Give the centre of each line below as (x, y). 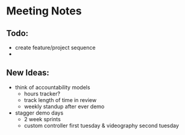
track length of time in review (60, 100)
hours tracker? (42, 94)
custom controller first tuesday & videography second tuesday (102, 125)
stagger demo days (39, 113)
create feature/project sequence (55, 47)
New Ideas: (28, 73)
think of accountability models (52, 87)
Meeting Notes (44, 11)
